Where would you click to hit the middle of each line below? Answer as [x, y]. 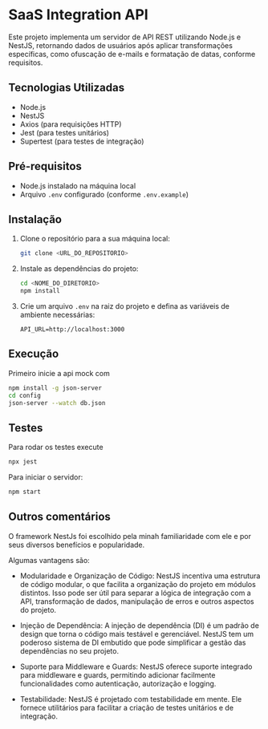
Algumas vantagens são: [49, 560]
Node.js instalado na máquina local [78, 185]
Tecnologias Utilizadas [67, 88]
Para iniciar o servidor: [46, 477]
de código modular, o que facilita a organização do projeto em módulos [138, 584]
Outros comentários [59, 517]
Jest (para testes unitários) [65, 132]
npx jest [23, 462]
